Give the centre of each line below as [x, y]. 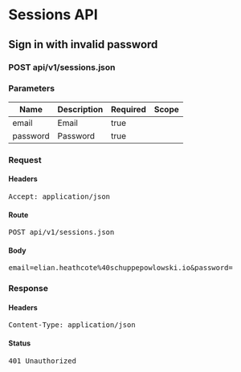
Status [20, 343]
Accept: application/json [59, 196]
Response [28, 289]
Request [25, 160]
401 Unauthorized [42, 361]
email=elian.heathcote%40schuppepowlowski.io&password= [120, 268]
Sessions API [53, 15]
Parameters [31, 88]
